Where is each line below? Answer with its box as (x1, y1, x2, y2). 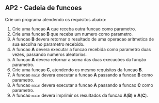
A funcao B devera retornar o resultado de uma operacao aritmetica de (12, 36, 154, 42)
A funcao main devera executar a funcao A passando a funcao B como (12, 72, 153, 77)
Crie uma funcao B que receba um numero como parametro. (12, 31, 133, 37)
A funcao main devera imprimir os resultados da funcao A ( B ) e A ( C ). (12, 92, 148, 98)
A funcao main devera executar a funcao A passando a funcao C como (12, 82, 154, 88)
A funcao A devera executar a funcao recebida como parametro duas (12, 46, 151, 52)
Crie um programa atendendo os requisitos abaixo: (5, 16, 107, 22)
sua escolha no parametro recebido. (12, 41, 85, 47)
